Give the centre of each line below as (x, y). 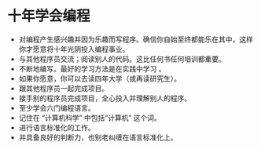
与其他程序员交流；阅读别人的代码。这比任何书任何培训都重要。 (122, 59)
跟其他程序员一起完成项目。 (64, 88)
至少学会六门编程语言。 (57, 107)
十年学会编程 (49, 16)
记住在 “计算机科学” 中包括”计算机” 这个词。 (90, 118)
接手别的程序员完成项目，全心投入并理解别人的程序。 (105, 98)
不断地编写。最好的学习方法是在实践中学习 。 (92, 68)
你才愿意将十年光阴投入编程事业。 (74, 49)
